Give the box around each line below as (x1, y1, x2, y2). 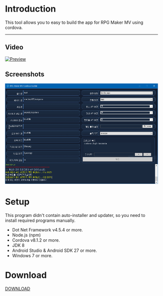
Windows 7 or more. (12, 253, 53, 259)
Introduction (5, 3, 56, 15)
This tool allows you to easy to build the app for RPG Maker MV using (5, 19, 144, 25)
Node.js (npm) (12, 232, 41, 238)
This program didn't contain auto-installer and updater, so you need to (5, 213, 146, 218)
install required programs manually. (5, 217, 76, 224)
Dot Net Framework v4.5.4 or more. (12, 227, 83, 233)
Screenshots (5, 70, 45, 79)
